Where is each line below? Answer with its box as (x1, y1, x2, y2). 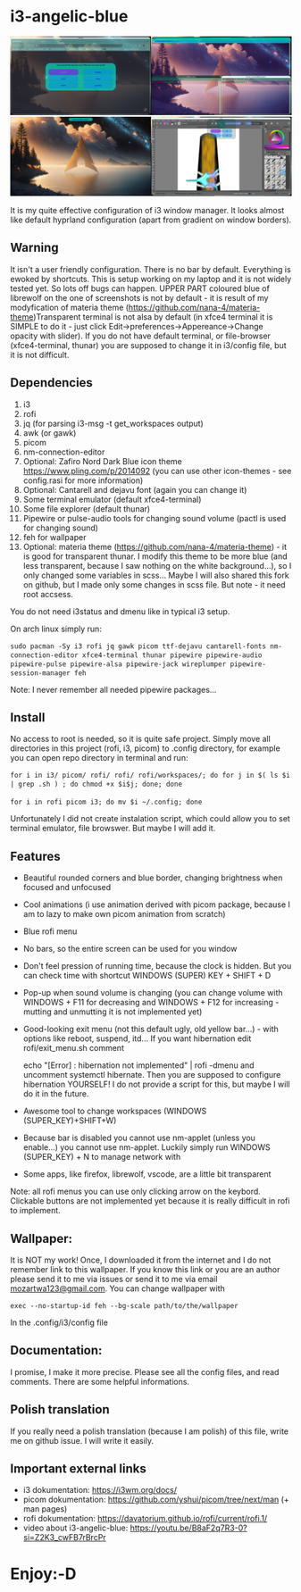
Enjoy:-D (10, 1563, 77, 1584)
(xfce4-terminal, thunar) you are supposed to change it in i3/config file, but (10, 339, 287, 350)
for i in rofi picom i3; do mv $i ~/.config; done (10, 797, 203, 807)
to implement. (10, 1205, 61, 1216)
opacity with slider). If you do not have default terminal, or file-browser (10, 330, 272, 341)
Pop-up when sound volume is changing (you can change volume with (22, 988, 284, 998)
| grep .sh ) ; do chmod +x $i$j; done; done (10, 779, 182, 789)
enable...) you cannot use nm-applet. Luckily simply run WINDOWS (22, 1142, 271, 1153)
